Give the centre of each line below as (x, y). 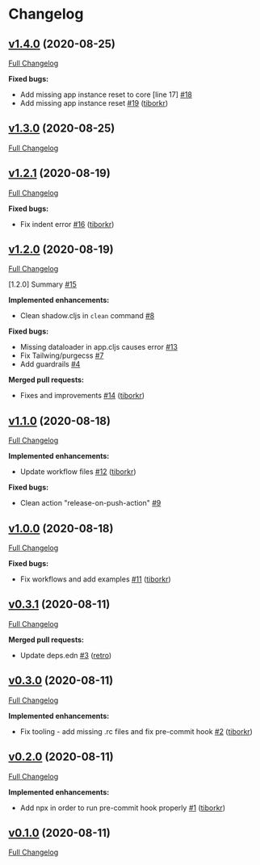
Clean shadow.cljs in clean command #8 (87, 316)
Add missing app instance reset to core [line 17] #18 (106, 94)
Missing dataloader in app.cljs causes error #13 (99, 347)
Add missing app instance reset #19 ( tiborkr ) (94, 103)
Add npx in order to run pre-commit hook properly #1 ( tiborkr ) (123, 808)
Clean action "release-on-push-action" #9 (90, 503)
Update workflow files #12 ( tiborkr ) (78, 472)
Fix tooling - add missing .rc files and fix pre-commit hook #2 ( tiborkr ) (136, 731)
